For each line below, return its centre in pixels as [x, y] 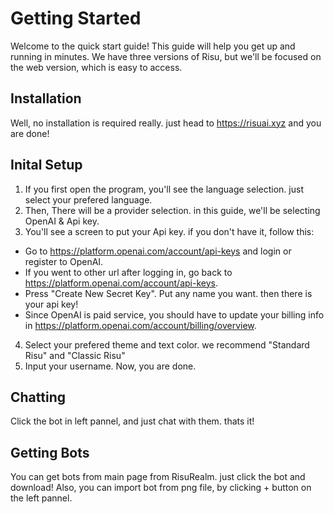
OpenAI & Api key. [62, 221]
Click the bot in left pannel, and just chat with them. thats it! [132, 421]
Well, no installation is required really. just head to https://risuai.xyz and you [166, 123]
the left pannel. [41, 498]
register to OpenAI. [64, 261]
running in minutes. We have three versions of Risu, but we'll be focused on [166, 56]
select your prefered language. [88, 199]
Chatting [38, 397]
